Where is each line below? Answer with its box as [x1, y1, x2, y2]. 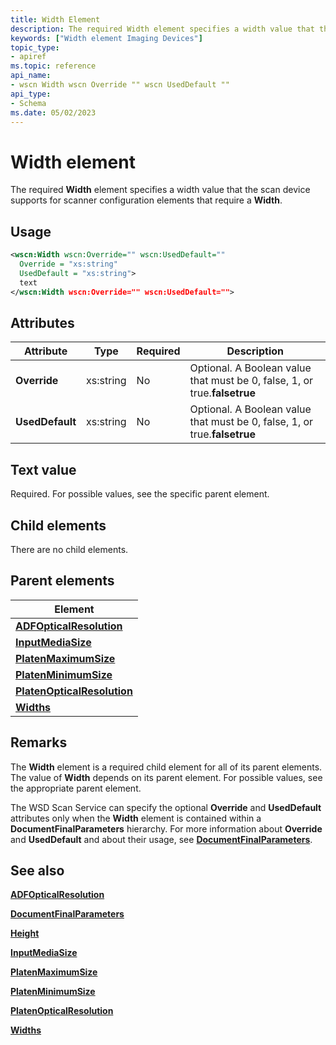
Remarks [10, 734, 68, 751]
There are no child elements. [10, 543, 129, 555]
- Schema [10, 98, 47, 108]
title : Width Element [10, 14, 101, 25]
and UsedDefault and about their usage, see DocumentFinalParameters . [10, 833, 313, 845]
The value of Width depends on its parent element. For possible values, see [10, 771, 323, 783]
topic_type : [10, 42, 60, 53]
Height [10, 927, 40, 940]
